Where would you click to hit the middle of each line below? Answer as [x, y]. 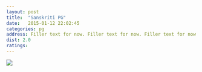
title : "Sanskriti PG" [36, 18]
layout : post [23, 12]
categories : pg [25, 29]
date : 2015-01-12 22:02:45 [43, 23]
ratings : [17, 46]
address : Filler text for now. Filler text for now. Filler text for [96, 34]
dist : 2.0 [19, 40]
